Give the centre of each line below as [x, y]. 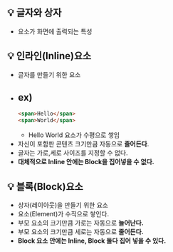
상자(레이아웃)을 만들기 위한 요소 [63, 205]
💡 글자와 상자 [35, 13]
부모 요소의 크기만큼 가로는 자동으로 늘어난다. [80, 223]
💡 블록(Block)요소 [45, 187]
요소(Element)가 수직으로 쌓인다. [63, 214]
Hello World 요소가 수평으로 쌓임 [74, 135]
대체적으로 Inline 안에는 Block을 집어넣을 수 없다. [86, 162]
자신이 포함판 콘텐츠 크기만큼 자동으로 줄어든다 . [83, 144]
